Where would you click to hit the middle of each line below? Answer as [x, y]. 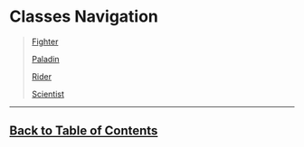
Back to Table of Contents [84, 131]
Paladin [46, 59]
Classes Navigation [84, 17]
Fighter [45, 41]
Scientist [48, 94]
